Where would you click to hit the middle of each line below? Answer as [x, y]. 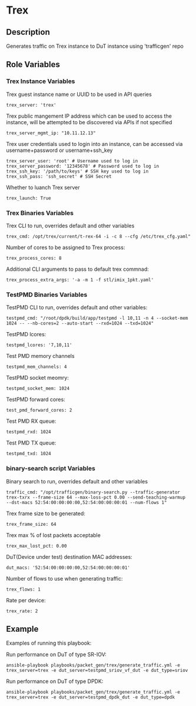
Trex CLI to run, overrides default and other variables [70, 226]
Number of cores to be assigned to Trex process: [66, 247]
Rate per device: [26, 600]
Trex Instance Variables [41, 81]
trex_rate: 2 [22, 611]
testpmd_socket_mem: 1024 [38, 389]
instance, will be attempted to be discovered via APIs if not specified [89, 122]
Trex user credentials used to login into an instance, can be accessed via [94, 144]
